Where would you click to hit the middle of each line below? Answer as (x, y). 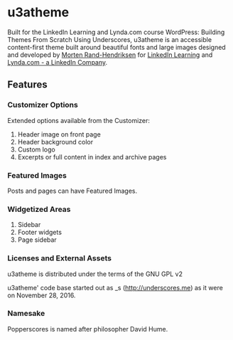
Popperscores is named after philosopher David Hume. (88, 329)
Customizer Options (43, 105)
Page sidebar (37, 240)
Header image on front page (59, 134)
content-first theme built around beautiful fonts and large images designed (116, 47)
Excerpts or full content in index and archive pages (92, 156)
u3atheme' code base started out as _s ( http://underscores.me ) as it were (115, 287)
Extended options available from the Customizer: (79, 120)
